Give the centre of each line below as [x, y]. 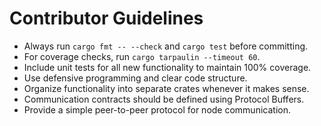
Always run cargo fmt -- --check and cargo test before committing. [166, 46]
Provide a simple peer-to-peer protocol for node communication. [157, 109]
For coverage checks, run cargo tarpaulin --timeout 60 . [142, 56]
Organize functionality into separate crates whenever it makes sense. [166, 88]
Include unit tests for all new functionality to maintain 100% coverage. [167, 67]
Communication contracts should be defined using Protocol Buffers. [164, 99]
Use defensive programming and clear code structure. [135, 78]
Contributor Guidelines [106, 18]
